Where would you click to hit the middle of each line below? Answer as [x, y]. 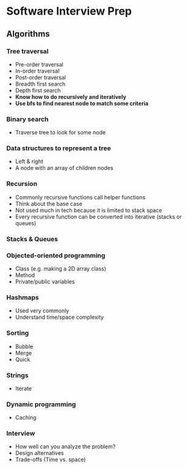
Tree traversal [27, 51]
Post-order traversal [40, 77]
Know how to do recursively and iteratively [70, 96]
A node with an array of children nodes [64, 168]
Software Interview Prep [69, 11]
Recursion [22, 184]
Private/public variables [45, 282]
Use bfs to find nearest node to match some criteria [81, 103]
